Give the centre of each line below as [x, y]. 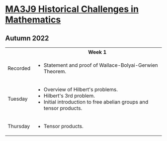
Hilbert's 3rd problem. [70, 96]
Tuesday [18, 99]
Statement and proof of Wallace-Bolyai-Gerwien [101, 65]
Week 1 [97, 52]
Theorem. [55, 71]
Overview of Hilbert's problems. [81, 89]
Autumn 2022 [27, 38]
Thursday [19, 126]
